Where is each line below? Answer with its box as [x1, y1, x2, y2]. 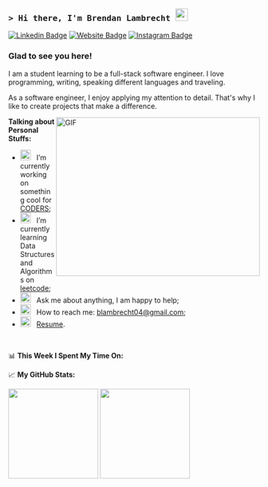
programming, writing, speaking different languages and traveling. [8, 77, 226, 87]
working [19, 169, 47, 179]
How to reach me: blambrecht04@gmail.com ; [36, 307, 186, 317]
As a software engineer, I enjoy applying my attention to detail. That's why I [8, 93, 255, 102]
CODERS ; [19, 204, 52, 213]
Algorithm [19, 266, 53, 275]
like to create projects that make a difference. [8, 101, 157, 111]
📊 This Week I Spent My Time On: [8, 350, 124, 360]
